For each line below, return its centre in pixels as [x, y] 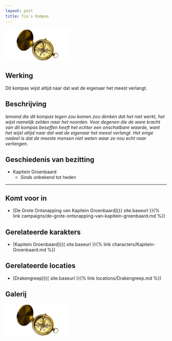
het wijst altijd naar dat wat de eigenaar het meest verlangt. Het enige [79, 132]
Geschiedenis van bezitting [50, 160]
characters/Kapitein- [134, 244]
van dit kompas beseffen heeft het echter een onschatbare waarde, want [83, 127]
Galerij [16, 294]
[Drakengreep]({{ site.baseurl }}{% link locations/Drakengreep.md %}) [87, 278]
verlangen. [17, 144]
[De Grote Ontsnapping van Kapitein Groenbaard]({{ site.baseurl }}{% [86, 211]
